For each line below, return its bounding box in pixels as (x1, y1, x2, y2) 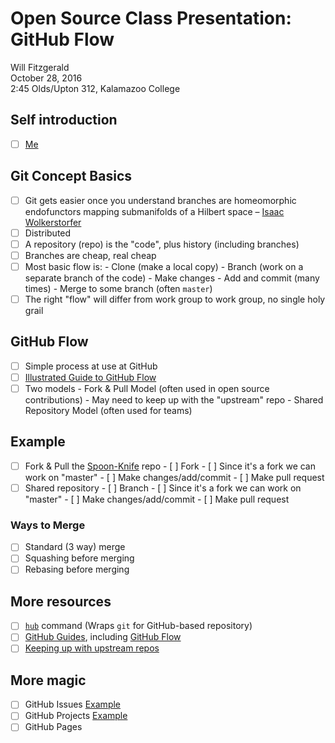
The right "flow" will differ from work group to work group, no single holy (24, 293, 326, 305)
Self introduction (10, 112, 118, 129)
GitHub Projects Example (24, 710, 128, 722)
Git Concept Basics (10, 168, 133, 185)
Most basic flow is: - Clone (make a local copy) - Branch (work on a (24, 260, 304, 272)
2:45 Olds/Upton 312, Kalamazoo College (10, 82, 181, 94)
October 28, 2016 (10, 72, 83, 84)
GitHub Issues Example (24, 698, 122, 711)
